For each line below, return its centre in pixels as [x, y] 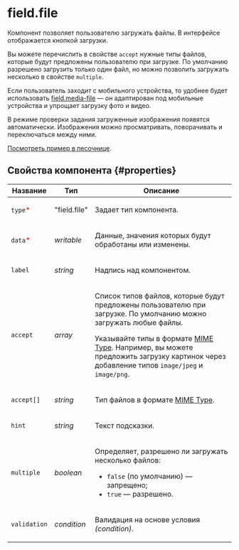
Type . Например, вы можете [144, 347]
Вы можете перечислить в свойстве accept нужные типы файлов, [107, 54]
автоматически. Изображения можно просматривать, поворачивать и [115, 126]
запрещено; [127, 485]
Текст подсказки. [124, 426]
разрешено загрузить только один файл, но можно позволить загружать [118, 69]
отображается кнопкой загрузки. [58, 40]
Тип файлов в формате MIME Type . [155, 399]
